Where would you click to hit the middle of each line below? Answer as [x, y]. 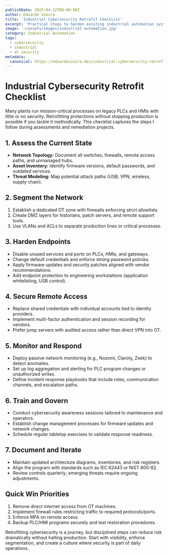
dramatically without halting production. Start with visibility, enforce [75, 537]
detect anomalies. [31, 363]
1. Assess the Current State [49, 143]
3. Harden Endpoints [38, 242]
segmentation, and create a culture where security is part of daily [73, 543]
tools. [18, 220]
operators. [23, 418]
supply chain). [27, 182]
